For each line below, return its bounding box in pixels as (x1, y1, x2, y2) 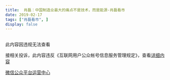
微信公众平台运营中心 (5, 69, 50, 75)
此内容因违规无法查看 (5, 41, 50, 47)
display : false (5, 21, 38, 27)
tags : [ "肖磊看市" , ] (5, 17, 49, 22)
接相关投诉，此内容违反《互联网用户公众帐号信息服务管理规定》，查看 (5, 52, 151, 58)
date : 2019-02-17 (5, 12, 42, 17)
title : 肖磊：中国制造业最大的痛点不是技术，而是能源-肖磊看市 (5, 7, 125, 13)
